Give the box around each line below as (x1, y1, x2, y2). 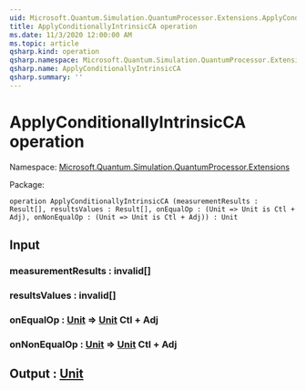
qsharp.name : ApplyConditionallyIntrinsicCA (9, 65, 181, 74)
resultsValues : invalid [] (9, 289, 117, 302)
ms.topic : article (9, 38, 79, 48)
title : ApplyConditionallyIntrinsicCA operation (9, 22, 198, 31)
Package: (9, 179, 46, 190)
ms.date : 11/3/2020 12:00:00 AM (9, 30, 132, 39)
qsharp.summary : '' (9, 73, 84, 82)
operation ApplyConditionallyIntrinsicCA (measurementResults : (9, 197, 259, 206)
